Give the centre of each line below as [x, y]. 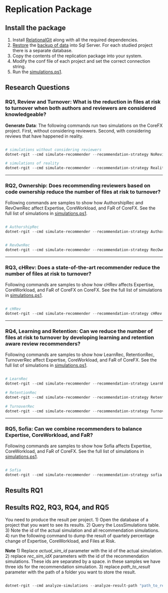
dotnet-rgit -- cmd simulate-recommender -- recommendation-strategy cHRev [84, 314]
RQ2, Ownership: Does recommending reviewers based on [78, 186]
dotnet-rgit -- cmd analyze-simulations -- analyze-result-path [71, 585]
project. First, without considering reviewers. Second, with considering [78, 131]
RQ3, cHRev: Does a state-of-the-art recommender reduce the [83, 267]
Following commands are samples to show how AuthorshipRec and [74, 203]
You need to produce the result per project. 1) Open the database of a [77, 519]
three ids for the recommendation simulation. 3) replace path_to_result [78, 566]
